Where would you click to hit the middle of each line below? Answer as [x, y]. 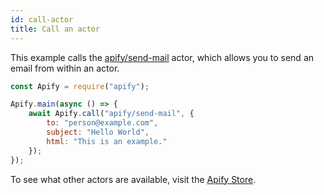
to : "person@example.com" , [102, 123]
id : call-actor [42, 19]
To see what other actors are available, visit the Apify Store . [133, 179]
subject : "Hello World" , [98, 132]
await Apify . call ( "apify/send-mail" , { [111, 114]
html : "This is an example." [107, 141]
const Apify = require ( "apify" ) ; [80, 86]
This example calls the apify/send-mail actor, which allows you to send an [162, 57]
